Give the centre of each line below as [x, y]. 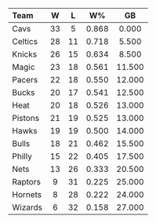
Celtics [25, 41]
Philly [22, 156]
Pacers [25, 80]
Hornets [27, 194]
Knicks [25, 54]
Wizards [27, 207]
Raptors [27, 182]
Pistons [26, 118]
